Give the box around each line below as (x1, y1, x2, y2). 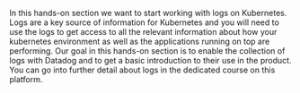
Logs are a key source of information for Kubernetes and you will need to (9, 17, 280, 28)
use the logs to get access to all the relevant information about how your (9, 27, 278, 37)
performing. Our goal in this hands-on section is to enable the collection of (9, 46, 286, 56)
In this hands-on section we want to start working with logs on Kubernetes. (9, 8, 287, 18)
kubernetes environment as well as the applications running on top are (9, 36, 270, 46)
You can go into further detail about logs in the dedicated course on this (9, 64, 276, 75)
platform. (9, 74, 43, 84)
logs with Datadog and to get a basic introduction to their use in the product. (9, 55, 292, 65)
